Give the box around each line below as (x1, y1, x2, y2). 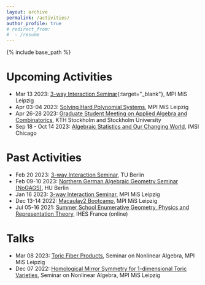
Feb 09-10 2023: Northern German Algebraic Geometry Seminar (15, 178, 179, 184)
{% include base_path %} (6, 48, 71, 56)
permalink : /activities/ (6, 15, 70, 21)
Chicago (15, 129, 37, 137)
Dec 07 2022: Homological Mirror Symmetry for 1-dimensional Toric (15, 265, 187, 272)
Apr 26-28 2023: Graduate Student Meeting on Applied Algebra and (15, 110, 188, 117)
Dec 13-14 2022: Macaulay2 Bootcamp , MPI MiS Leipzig (15, 197, 158, 204)
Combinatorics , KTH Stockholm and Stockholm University (15, 116, 161, 124)
